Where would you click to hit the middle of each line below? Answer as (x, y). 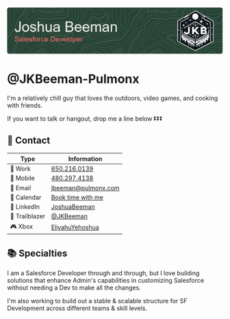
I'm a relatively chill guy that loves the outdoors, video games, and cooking (113, 98)
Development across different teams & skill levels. (77, 308)
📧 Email (21, 188)
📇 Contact (29, 141)
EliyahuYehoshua (75, 227)
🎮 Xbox (21, 226)
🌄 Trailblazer (28, 216)
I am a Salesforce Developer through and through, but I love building (103, 273)
